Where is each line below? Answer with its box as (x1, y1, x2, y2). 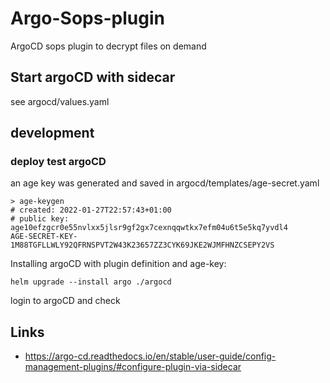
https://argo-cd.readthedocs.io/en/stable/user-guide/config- (24, 350, 277, 362)
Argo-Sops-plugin (10, 7, 165, 30)
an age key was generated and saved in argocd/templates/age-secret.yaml (10, 177, 320, 189)
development (10, 125, 95, 142)
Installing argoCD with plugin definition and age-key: (10, 258, 227, 270)
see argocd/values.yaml (10, 95, 110, 107)
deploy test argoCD (10, 155, 107, 169)
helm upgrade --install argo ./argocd (10, 277, 172, 287)
